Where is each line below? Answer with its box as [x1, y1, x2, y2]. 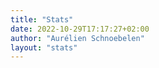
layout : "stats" [10, 42, 78, 53]
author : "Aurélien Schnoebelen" [10, 33, 145, 43]
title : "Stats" [10, 14, 74, 25]
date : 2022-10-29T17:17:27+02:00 [10, 24, 150, 34]
